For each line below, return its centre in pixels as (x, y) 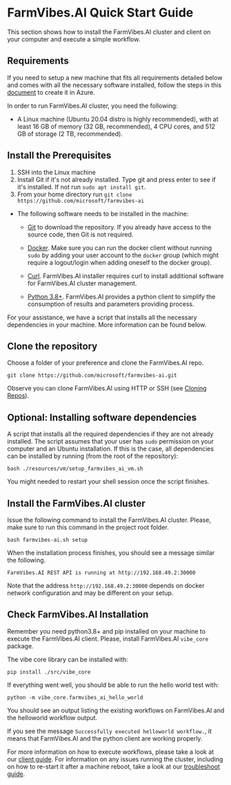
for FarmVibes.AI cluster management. (82, 283)
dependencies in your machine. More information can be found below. (107, 324)
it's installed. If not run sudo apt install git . (81, 187)
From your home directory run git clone (74, 194)
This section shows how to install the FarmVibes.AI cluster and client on (109, 32)
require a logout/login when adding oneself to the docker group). (120, 262)
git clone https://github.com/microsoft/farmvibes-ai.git (92, 376)
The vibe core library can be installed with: (68, 659)
